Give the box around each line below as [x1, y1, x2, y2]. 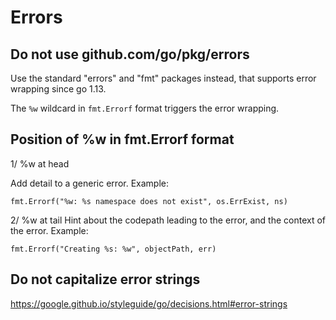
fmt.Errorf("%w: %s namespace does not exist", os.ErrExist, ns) [10, 196, 288, 206]
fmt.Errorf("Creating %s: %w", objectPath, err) [10, 244, 217, 254]
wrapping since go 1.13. [10, 83, 107, 95]
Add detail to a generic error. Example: [10, 177, 169, 189]
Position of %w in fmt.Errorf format [10, 131, 235, 148]
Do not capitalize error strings [10, 271, 201, 288]
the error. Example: [10, 224, 89, 236]
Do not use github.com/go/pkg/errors [10, 46, 250, 63]
